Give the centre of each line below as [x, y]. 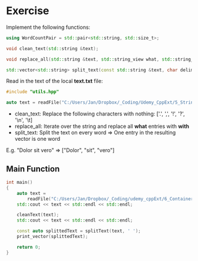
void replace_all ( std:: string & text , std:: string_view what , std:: [91, 59]
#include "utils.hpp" [33, 92]
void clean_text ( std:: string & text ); [52, 48]
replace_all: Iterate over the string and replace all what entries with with [102, 126]
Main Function [33, 169]
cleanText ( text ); [38, 215]
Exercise [28, 11]
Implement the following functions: [48, 27]
